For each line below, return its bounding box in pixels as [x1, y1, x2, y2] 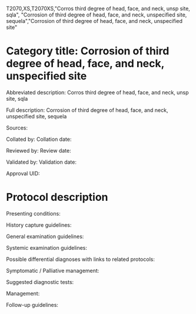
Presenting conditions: [6, 210, 61, 217]
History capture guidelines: [6, 221, 72, 229]
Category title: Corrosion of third [6, 44, 170, 58]
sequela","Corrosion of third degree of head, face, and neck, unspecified [6, 18, 183, 24]
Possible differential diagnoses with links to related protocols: [6, 256, 155, 263]
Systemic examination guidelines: [6, 244, 87, 251]
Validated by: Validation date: [6, 158, 77, 166]
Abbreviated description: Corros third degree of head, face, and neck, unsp [6, 88, 190, 96]
